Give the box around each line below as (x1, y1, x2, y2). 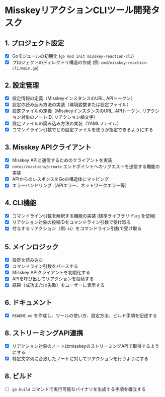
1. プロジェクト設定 (5, 39, 64, 47)
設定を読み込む (12, 257, 43, 263)
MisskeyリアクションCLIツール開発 (5, 5, 151, 16)
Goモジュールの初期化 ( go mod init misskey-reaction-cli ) (12, 53, 134, 59)
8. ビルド (5, 372, 33, 380)
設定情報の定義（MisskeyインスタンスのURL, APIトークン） (12, 95, 135, 101)
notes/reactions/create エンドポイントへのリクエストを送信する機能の (12, 164, 160, 170)
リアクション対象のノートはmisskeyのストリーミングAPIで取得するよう (12, 343, 159, 349)
